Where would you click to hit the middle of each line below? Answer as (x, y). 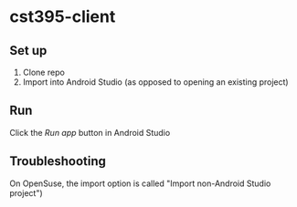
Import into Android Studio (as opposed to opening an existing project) (156, 82)
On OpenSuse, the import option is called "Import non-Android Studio (140, 183)
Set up (28, 51)
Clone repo (44, 72)
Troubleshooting (58, 161)
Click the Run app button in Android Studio (90, 132)
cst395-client (63, 17)
